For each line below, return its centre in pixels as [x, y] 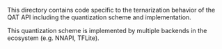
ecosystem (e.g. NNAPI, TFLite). [53, 38]
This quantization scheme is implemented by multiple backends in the [107, 31]
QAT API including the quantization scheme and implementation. [99, 17]
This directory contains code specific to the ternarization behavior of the [111, 10]
